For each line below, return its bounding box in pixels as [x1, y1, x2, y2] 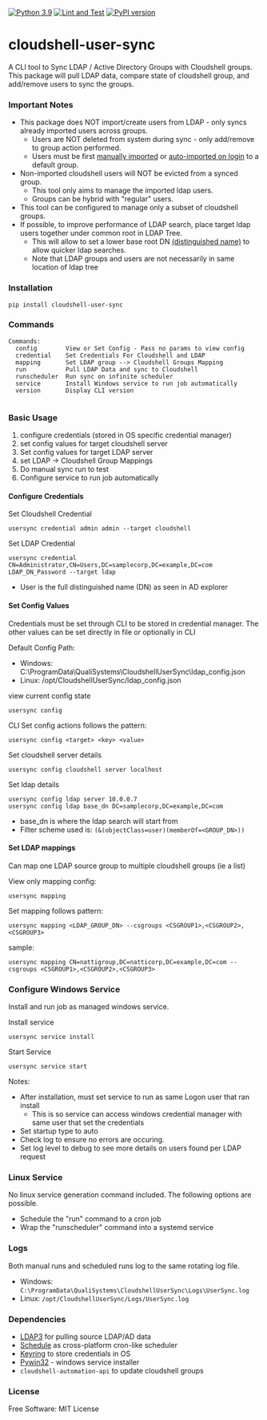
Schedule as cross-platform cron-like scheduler [19, 1340, 178, 1349]
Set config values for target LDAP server [19, 448, 153, 457]
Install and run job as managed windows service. [8, 1002, 169, 1012]
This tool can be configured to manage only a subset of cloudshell [19, 203, 238, 213]
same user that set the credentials [31, 1118, 145, 1127]
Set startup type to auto [19, 1126, 98, 1136]
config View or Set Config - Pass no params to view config [15, 344, 245, 352]
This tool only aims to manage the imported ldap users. [31, 185, 213, 196]
